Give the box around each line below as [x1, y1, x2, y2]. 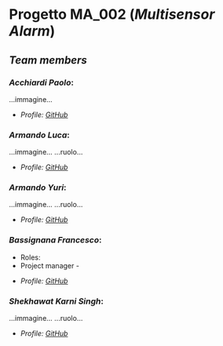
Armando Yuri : [9, 182, 67, 193]
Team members [9, 53, 87, 67]
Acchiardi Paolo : [9, 77, 74, 88]
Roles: [20, 253, 41, 262]
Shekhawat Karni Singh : [9, 296, 104, 307]
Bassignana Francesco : [9, 235, 102, 246]
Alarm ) [9, 22, 56, 40]
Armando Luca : [9, 129, 70, 140]
